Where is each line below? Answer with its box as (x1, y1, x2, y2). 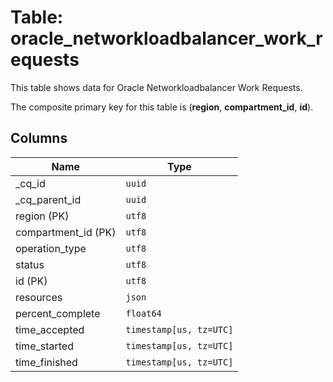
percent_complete (15, 306, 101, 320)
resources (15, 290, 63, 304)
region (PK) (15, 209, 70, 223)
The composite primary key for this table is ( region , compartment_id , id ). (10, 101, 314, 113)
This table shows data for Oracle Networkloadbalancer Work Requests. (10, 81, 303, 93)
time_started (15, 339, 74, 353)
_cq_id (15, 176, 46, 190)
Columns (10, 130, 68, 147)
